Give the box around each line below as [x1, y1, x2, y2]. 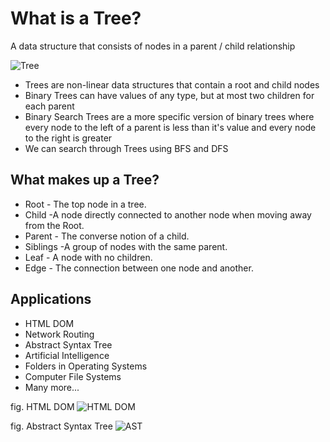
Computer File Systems [24, 370, 122, 382]
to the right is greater [24, 132, 113, 144]
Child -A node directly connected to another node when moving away [24, 208, 312, 221]
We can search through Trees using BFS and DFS [24, 142, 229, 154]
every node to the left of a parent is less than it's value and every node [24, 121, 317, 133]
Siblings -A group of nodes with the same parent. [24, 240, 228, 252]
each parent [24, 100, 75, 112]
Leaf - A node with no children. [24, 251, 153, 263]
